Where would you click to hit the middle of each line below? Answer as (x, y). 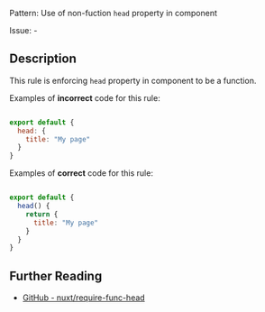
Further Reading (56, 275)
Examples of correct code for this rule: (81, 173)
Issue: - (23, 30)
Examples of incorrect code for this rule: (85, 97)
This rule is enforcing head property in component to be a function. (133, 80)
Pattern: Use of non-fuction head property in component (114, 13)
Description (43, 59)
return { (42, 214)
